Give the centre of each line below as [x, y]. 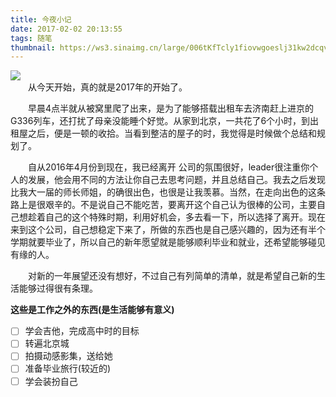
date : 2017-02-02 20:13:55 [66, 29]
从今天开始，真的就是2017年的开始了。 [107, 87]
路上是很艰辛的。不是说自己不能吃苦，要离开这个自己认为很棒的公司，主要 [163, 205]
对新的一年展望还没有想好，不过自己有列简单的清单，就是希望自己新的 [172, 276]
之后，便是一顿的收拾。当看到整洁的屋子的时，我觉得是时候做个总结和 [172, 133]
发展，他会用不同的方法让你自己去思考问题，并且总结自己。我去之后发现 [176, 180]
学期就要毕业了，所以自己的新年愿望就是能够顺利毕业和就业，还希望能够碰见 [168, 242]
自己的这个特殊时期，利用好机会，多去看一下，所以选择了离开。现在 [185, 217]
